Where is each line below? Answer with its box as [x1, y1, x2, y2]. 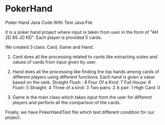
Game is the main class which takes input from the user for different [12, 94, 152, 100]
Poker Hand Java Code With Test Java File [5, 19, 93, 25]
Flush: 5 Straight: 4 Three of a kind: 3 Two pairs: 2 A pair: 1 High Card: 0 [12, 84, 161, 90]
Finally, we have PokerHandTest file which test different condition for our [5, 109, 155, 115]
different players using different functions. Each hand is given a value [12, 74, 155, 80]
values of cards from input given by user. [12, 59, 97, 65]
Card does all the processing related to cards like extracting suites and [12, 53, 158, 60]
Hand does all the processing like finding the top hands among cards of [12, 68, 160, 75]
